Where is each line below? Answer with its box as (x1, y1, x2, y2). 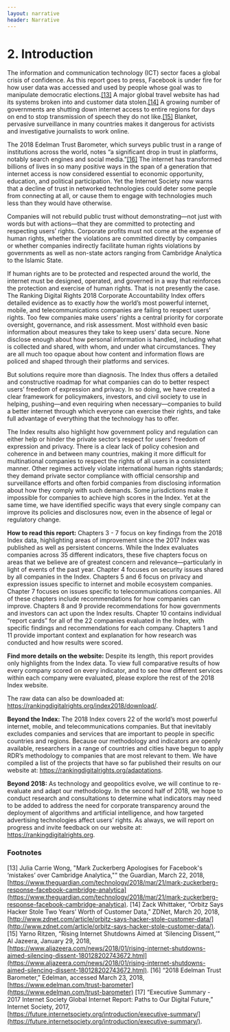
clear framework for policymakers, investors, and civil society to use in (7, 393, 207, 401)
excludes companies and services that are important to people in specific (7, 730, 215, 738)
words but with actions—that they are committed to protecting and (7, 219, 196, 228)
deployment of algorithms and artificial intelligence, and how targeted (7, 809, 204, 817)
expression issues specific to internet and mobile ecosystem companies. (7, 580, 213, 588)
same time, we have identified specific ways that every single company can (7, 501, 221, 509)
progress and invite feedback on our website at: (7, 824, 143, 832)
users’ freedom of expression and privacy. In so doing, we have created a (7, 385, 215, 394)
